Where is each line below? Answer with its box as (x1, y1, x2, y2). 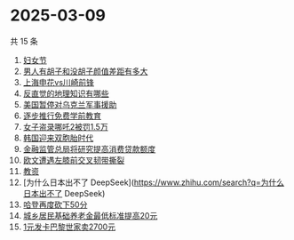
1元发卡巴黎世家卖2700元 (22, 221, 116, 232)
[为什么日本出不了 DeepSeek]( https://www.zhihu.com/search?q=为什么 (22, 177, 285, 188)
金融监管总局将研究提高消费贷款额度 (22, 143, 156, 154)
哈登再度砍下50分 (22, 199, 88, 210)
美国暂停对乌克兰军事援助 (22, 99, 117, 109)
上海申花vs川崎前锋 (22, 76, 95, 87)
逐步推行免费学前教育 (22, 110, 101, 121)
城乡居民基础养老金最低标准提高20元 (22, 210, 158, 220)
